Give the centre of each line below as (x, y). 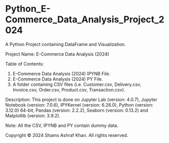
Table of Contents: (25, 64)
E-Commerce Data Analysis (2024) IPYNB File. (61, 73)
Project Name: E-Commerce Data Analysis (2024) (57, 54)
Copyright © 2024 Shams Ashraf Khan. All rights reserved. (67, 135)
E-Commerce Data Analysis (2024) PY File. (58, 79)
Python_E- (28, 9)
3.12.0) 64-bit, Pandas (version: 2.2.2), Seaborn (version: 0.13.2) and (77, 110)
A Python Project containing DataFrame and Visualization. (65, 44)
